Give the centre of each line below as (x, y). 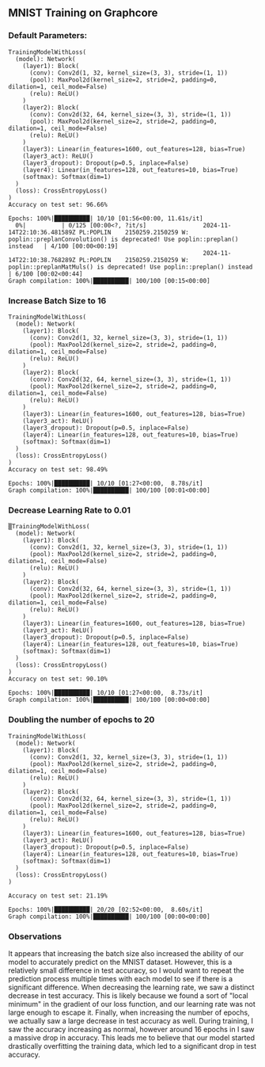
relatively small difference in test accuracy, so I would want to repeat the (126, 970)
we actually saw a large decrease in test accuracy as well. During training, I (131, 1020)
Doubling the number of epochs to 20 (81, 720)
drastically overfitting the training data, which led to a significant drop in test (132, 1046)
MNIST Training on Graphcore (83, 13)
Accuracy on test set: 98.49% (58, 469)
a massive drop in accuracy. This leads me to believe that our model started (132, 1038)
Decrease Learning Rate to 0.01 (70, 510)
